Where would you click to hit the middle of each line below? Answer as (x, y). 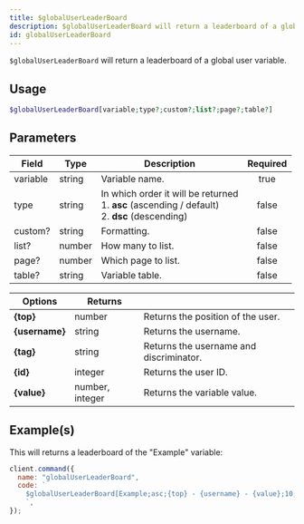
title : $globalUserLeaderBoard (68, 18)
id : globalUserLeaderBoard (60, 34)
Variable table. (132, 275)
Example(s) (42, 430)
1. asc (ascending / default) (160, 205)
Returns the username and (200, 345)
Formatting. (125, 230)
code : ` (32, 486)
